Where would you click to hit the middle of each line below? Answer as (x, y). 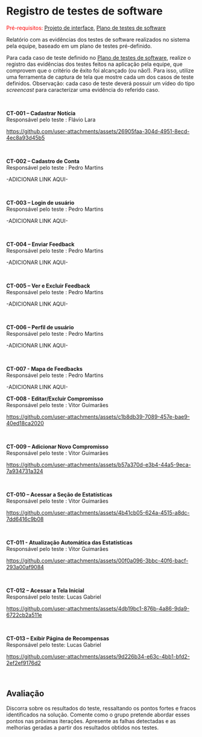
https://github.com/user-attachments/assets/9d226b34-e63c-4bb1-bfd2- (98, 656)
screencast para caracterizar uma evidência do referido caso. (83, 89)
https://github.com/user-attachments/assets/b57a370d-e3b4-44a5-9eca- (99, 465)
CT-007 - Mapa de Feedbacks (45, 368)
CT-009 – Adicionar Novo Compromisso (57, 446)
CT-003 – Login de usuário (40, 202)
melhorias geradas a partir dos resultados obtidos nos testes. (82, 727)
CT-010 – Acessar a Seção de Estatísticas (59, 494)
